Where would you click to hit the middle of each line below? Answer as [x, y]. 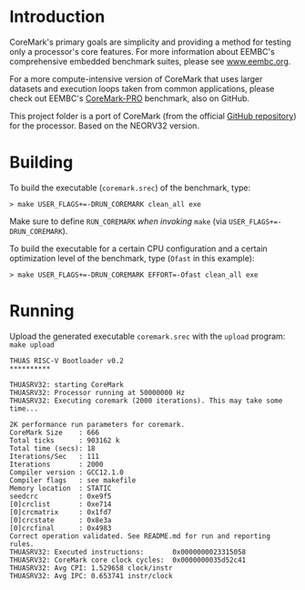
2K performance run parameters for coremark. [97, 424]
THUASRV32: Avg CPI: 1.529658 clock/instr [91, 568]
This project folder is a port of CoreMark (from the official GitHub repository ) [153, 116]
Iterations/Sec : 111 [55, 456]
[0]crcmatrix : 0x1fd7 [61, 512]
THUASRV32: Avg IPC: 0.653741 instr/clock [91, 575]
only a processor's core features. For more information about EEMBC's [142, 51]
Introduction [57, 17]
